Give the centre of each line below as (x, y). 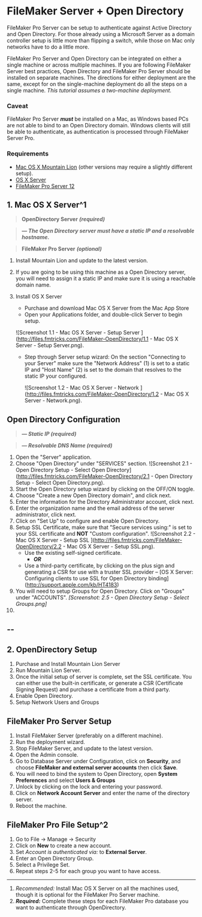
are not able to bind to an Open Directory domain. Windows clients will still (99, 126)
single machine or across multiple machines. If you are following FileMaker (99, 65)
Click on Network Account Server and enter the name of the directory (102, 793)
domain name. (33, 285)
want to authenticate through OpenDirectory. (71, 907)
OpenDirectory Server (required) (63, 219)
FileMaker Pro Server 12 (45, 186)
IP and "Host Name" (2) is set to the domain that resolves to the (103, 370)
